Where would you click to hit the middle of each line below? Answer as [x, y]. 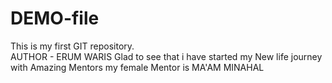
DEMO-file [55, 18]
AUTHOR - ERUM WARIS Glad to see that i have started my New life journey [166, 56]
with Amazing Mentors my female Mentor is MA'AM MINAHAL [137, 67]
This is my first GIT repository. [72, 46]
